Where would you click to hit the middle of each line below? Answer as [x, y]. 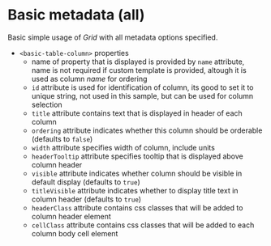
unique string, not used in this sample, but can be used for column [142, 95]
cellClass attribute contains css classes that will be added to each [143, 225]
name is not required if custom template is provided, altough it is [139, 70]
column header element [71, 216]
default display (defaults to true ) [86, 182]
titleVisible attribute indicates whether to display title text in [135, 190]
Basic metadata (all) [76, 15]
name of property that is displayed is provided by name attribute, [138, 61]
